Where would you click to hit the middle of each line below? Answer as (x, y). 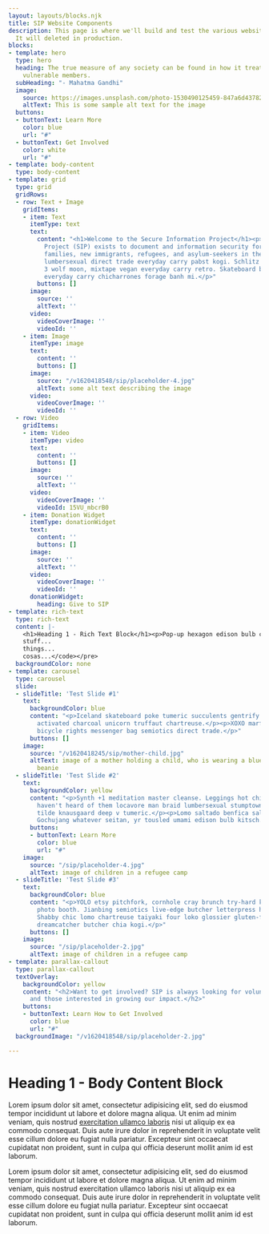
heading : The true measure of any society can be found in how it (128, 68)
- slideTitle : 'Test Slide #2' (68, 776)
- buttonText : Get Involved (62, 142)
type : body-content (48, 172)
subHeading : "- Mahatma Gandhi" (70, 83)
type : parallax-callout (55, 969)
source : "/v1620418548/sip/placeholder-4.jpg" (116, 381)
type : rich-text (42, 619)
